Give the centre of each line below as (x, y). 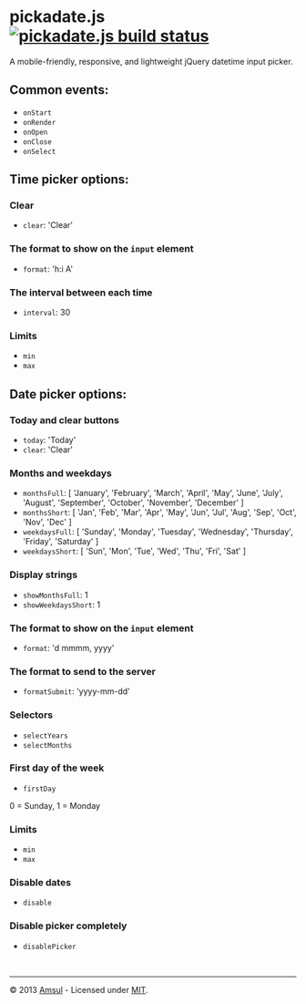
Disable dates (40, 883)
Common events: (59, 90)
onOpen (35, 132)
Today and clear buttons (65, 419)
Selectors (31, 715)
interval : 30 (46, 313)
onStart (37, 113)
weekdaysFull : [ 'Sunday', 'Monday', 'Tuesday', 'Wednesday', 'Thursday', (158, 532)
